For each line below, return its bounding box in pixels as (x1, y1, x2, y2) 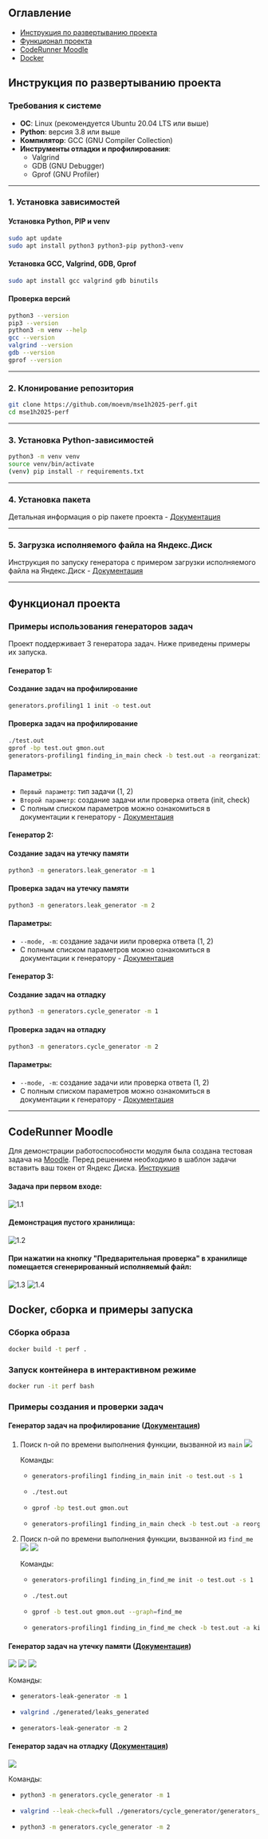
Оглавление (8, 6, 72, 20)
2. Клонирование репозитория (8, 383, 134, 394)
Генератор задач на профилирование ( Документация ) (8, 1421, 201, 1431)
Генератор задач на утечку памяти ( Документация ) (8, 1641, 191, 1650)
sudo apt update (8, 234, 62, 242)
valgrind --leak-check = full (19, 1807, 113, 1815)
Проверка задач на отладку (8, 1024, 106, 1034)
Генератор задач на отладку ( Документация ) (8, 1742, 169, 1751)
